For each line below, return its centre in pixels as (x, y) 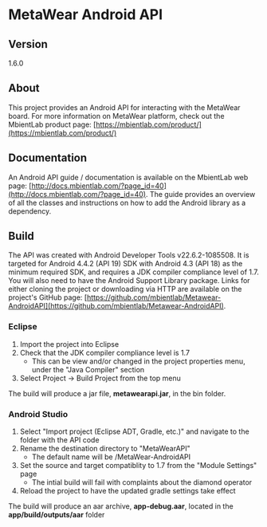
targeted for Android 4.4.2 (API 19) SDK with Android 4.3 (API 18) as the (126, 264)
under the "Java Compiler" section (88, 369)
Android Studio (38, 414)
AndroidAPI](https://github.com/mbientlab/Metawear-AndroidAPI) (116, 306)
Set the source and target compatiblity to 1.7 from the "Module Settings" (138, 466)
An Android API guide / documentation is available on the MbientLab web (128, 177)
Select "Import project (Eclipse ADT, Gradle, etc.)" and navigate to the (134, 431)
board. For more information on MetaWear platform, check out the (116, 116)
